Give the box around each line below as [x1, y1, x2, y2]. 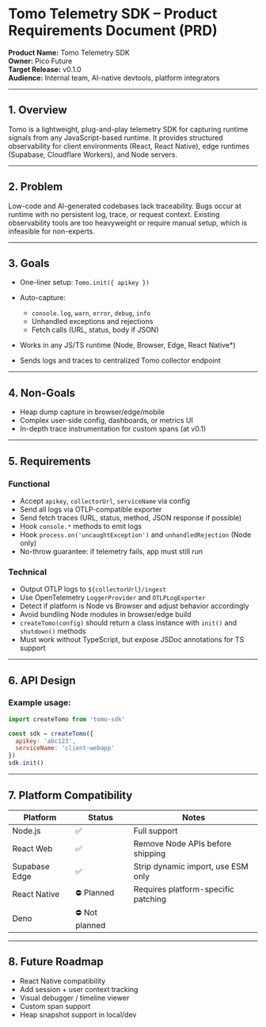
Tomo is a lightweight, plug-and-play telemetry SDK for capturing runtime [8, 124, 249, 134]
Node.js [12, 825, 41, 836]
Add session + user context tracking [19, 984, 139, 994]
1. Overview [8, 104, 67, 117]
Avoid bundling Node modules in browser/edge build [19, 610, 192, 619]
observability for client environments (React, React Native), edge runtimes [8, 141, 250, 150]
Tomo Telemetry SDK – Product [8, 5, 218, 23]
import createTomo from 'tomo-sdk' [8, 715, 126, 723]
